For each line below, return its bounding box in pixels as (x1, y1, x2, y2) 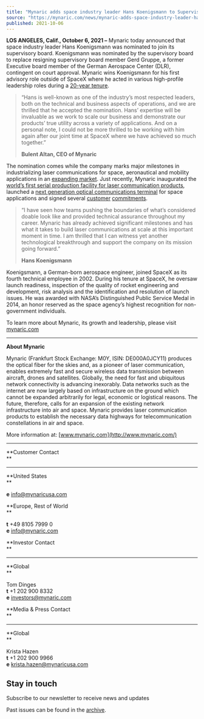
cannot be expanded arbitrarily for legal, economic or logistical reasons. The (6, 394, 198, 401)
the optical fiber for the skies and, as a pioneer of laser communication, (6, 361, 185, 369)
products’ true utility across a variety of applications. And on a (21, 120, 177, 127)
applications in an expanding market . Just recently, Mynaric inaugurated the (6, 175, 197, 183)
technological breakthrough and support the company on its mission (21, 239, 192, 246)
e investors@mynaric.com (6, 594, 72, 601)
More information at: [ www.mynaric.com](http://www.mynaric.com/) (6, 431, 177, 438)
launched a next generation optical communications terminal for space (6, 188, 183, 196)
